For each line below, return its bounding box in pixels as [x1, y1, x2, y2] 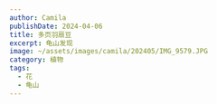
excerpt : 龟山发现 [9, 38, 74, 48]
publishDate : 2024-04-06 [9, 22, 103, 31]
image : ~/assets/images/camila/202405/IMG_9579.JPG [9, 47, 208, 56]
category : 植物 [9, 55, 64, 64]
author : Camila [9, 13, 67, 23]
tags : [9, 64, 30, 73]
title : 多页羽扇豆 [9, 30, 72, 39]
